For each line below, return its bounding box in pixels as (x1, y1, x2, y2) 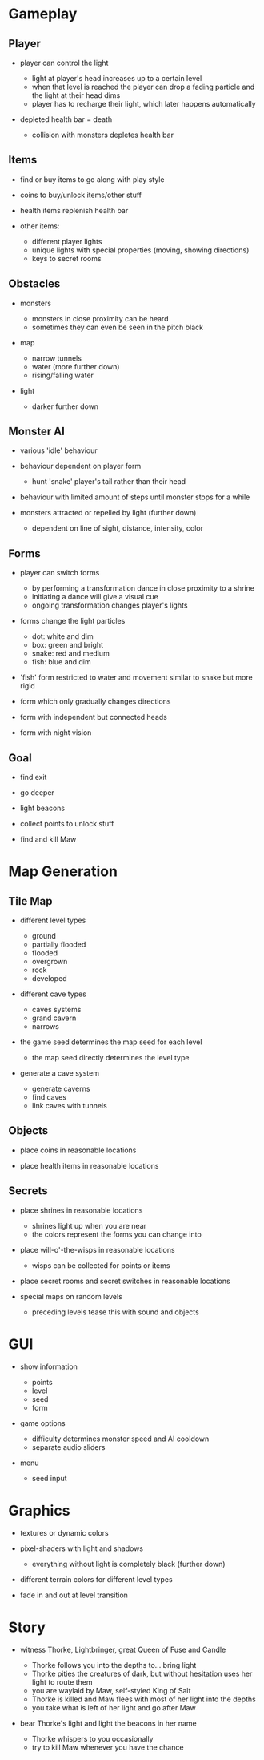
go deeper (19, 788, 54, 797)
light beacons (19, 803, 66, 813)
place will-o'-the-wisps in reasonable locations (19, 1245, 175, 1254)
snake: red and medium (31, 648, 110, 658)
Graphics (8, 1501, 70, 1520)
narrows (31, 1022, 60, 1031)
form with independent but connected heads (19, 712, 168, 722)
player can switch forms (19, 568, 100, 578)
